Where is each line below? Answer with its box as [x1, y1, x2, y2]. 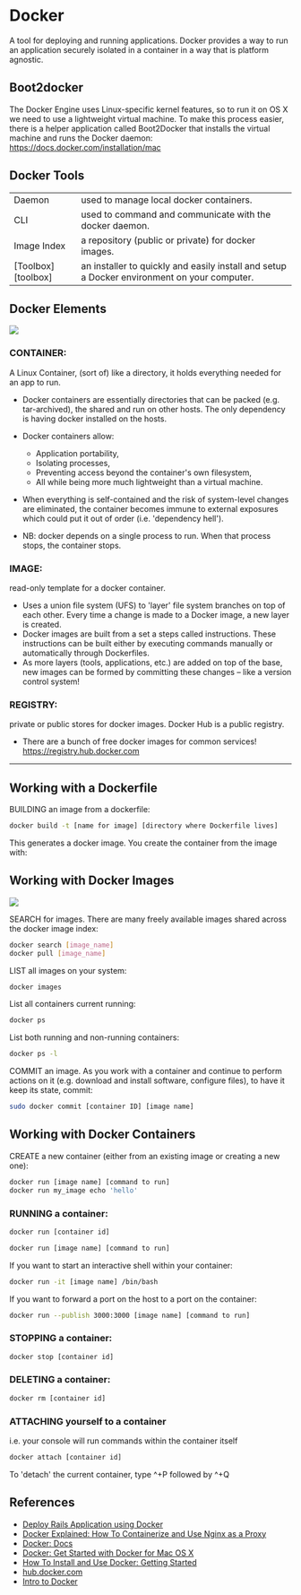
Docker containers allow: [21, 430, 115, 441]
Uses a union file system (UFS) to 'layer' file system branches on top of [21, 600, 286, 611]
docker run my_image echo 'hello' [9, 1185, 139, 1195]
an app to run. [9, 377, 61, 387]
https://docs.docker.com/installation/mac [9, 142, 161, 152]
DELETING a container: [9, 1374, 111, 1386]
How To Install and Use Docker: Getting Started [21, 1556, 197, 1567]
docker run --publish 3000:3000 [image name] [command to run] [9, 1311, 251, 1320]
